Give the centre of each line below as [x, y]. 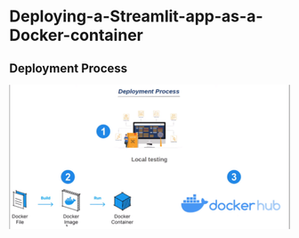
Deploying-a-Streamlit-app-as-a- [136, 16]
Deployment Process [69, 68]
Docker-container [77, 35]
